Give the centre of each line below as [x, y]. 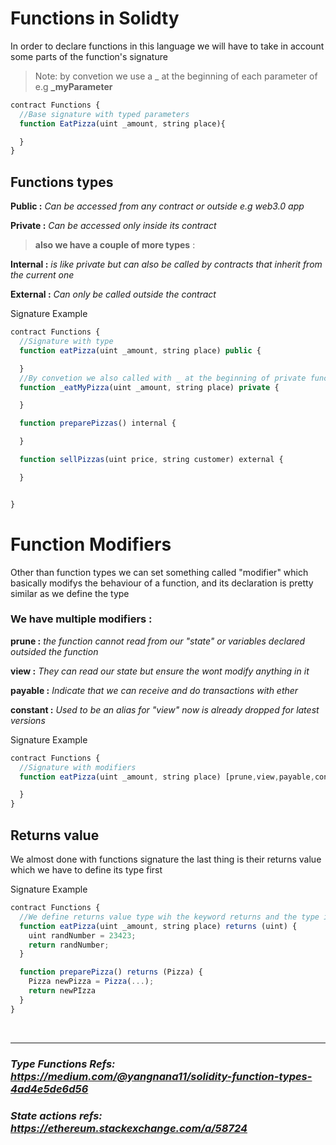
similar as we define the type [70, 593]
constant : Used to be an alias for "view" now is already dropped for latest [165, 709]
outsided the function [54, 651]
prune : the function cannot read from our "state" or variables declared [158, 641]
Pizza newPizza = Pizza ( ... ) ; [91, 982]
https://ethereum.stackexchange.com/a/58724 [129, 1128]
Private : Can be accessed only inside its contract [113, 226]
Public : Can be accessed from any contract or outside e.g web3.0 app [157, 206]
